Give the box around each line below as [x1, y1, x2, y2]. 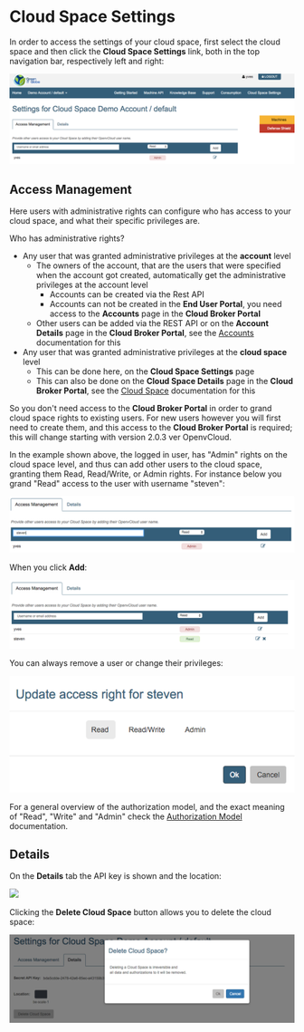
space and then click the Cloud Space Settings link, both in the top [9, 45, 261, 56]
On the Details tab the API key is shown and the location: [9, 871, 222, 882]
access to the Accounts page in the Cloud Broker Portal [49, 308, 261, 319]
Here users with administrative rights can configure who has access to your [9, 206, 291, 217]
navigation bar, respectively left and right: [9, 55, 165, 66]
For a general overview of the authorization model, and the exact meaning [9, 801, 285, 812]
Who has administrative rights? [9, 233, 125, 244]
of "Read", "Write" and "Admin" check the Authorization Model [9, 811, 242, 822]
